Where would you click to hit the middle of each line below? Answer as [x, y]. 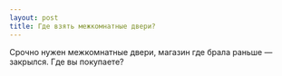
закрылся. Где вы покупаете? [67, 62]
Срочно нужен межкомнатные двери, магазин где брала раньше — [141, 52]
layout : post [34, 18]
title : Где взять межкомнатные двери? [83, 26]
